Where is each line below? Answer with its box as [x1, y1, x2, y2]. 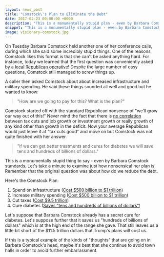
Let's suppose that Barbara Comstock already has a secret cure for [5, 212, 141, 217]
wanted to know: [5, 89, 39, 95]
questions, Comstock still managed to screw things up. [5, 69, 116, 75]
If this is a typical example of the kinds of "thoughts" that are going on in [5, 237, 151, 243]
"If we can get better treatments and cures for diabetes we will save [17, 143, 154, 149]
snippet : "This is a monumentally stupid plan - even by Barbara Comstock [5, 25, 161, 30]
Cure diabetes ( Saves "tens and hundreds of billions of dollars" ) [12, 203, 141, 208]
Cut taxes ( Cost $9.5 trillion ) [12, 198, 69, 203]
